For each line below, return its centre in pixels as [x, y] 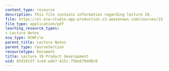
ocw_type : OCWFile [24, 38]
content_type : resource [30, 10]
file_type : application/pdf [35, 24]
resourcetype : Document [30, 51]
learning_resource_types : [32, 28]
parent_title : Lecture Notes [36, 42]
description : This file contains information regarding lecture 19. [78, 14]
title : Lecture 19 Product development [47, 56]
